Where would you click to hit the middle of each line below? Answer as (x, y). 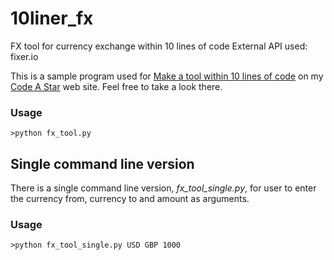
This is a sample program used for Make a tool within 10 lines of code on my (167, 76)
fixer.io (24, 56)
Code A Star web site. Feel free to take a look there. (116, 86)
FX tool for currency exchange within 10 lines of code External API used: (159, 46)
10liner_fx (52, 18)
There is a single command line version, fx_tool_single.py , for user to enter (163, 188)
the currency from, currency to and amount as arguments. (130, 199)
